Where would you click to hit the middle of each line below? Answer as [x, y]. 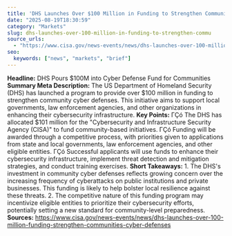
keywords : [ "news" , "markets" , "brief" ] [72, 59]
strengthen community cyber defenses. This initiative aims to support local [113, 100]
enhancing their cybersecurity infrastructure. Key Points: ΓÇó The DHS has [115, 115]
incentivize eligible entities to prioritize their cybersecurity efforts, [101, 203]
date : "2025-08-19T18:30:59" [49, 20]
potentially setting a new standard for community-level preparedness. [106, 210]
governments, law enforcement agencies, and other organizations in [104, 107]
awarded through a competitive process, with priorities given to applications [115, 137]
